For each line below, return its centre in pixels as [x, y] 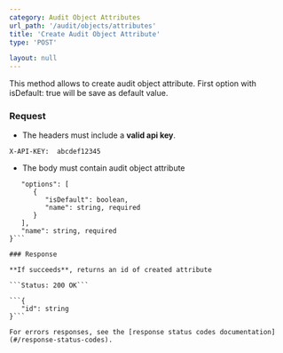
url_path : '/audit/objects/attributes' [83, 26]
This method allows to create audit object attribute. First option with [133, 84]
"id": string [45, 309]
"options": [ [45, 185]
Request [28, 116]
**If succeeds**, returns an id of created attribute [111, 270]
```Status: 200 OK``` [49, 285]
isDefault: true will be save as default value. [89, 93]
